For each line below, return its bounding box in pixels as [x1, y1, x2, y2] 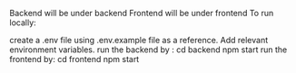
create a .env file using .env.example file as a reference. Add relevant [9, 35, 269, 45]
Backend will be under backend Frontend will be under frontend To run [9, 8, 274, 18]
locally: [9, 17, 36, 28]
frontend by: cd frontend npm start [9, 54, 140, 64]
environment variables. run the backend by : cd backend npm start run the [9, 44, 288, 55]
